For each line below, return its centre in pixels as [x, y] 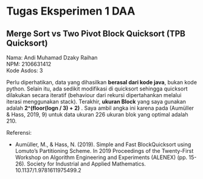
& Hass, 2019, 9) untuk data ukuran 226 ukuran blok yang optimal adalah [97, 114]
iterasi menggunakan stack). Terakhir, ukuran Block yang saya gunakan [96, 102]
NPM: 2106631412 [29, 64]
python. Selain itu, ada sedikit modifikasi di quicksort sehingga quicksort [97, 89]
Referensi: [19, 133]
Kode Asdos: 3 [25, 70]
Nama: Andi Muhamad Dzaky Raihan [52, 58]
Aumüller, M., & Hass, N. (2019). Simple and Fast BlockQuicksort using [103, 144]
